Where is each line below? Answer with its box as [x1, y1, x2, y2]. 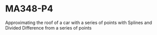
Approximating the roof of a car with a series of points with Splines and [5, 19, 152, 25]
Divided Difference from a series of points [5, 24, 92, 30]
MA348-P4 [5, 3, 54, 14]
